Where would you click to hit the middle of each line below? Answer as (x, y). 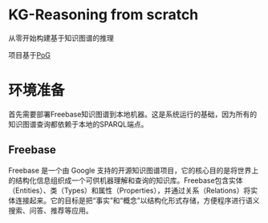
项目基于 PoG (29, 55)
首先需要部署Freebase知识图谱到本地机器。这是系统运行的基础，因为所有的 (133, 114)
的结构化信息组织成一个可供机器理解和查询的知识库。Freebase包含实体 (126, 180)
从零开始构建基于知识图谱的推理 (61, 38)
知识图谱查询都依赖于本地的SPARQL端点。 (78, 124)
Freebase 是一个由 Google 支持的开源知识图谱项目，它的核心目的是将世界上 (134, 170)
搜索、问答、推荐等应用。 (51, 210)
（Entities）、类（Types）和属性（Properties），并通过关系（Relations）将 (130, 190)
